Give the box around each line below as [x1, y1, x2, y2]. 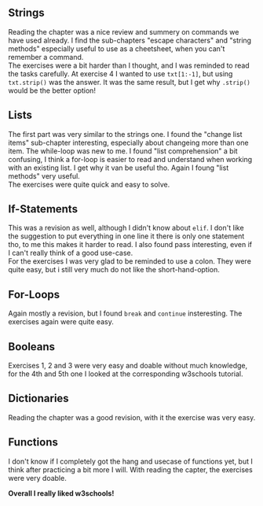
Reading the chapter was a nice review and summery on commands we [8, 27, 239, 36]
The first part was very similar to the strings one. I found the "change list [8, 129, 243, 139]
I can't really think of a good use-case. [8, 248, 133, 258]
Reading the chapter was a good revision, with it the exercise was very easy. [8, 412, 256, 422]
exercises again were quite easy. [8, 317, 114, 327]
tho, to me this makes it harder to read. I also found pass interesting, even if [8, 240, 253, 249]
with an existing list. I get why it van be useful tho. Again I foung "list [8, 163, 229, 172]
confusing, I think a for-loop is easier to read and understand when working [8, 154, 253, 164]
